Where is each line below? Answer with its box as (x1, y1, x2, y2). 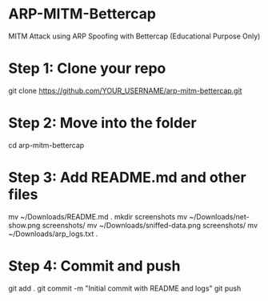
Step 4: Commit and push (8, 257, 181, 275)
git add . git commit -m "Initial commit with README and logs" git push (8, 283, 242, 293)
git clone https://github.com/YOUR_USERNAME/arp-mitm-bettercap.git (8, 86, 242, 95)
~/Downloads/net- (189, 211, 250, 221)
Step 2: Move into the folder (8, 114, 198, 132)
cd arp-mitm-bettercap (8, 140, 85, 150)
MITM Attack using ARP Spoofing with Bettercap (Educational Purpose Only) (8, 31, 261, 41)
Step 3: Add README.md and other (8, 169, 246, 187)
